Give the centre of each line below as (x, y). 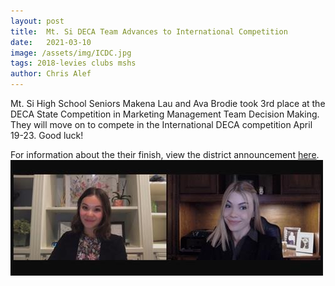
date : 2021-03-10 (51, 42)
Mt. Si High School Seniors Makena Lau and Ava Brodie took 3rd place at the (168, 103)
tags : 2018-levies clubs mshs (73, 63)
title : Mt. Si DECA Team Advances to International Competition (149, 31)
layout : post (37, 21)
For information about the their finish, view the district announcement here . (165, 154)
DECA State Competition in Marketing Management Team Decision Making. (165, 114)
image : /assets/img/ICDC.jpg (71, 53)
